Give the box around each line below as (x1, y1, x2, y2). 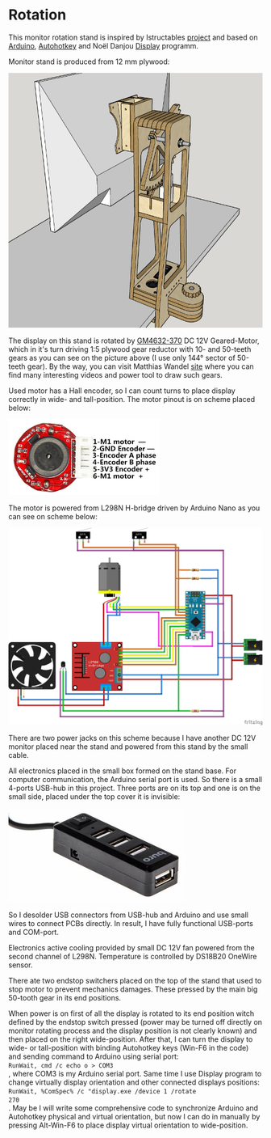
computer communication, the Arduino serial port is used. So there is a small (8, 775, 263, 785)
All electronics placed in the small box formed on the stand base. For (8, 766, 236, 776)
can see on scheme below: (8, 511, 98, 521)
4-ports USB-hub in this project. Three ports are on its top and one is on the (8, 783, 261, 793)
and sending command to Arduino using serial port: (8, 1051, 179, 1061)
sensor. (8, 960, 34, 970)
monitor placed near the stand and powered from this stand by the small (8, 742, 248, 751)
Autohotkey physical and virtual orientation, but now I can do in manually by (8, 1112, 261, 1122)
